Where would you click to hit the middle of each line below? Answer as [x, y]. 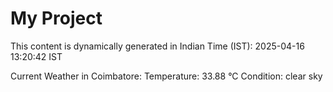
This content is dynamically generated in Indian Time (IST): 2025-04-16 [157, 46]
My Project [56, 18]
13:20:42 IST [36, 56]
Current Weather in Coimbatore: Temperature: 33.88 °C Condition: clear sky [166, 76]
